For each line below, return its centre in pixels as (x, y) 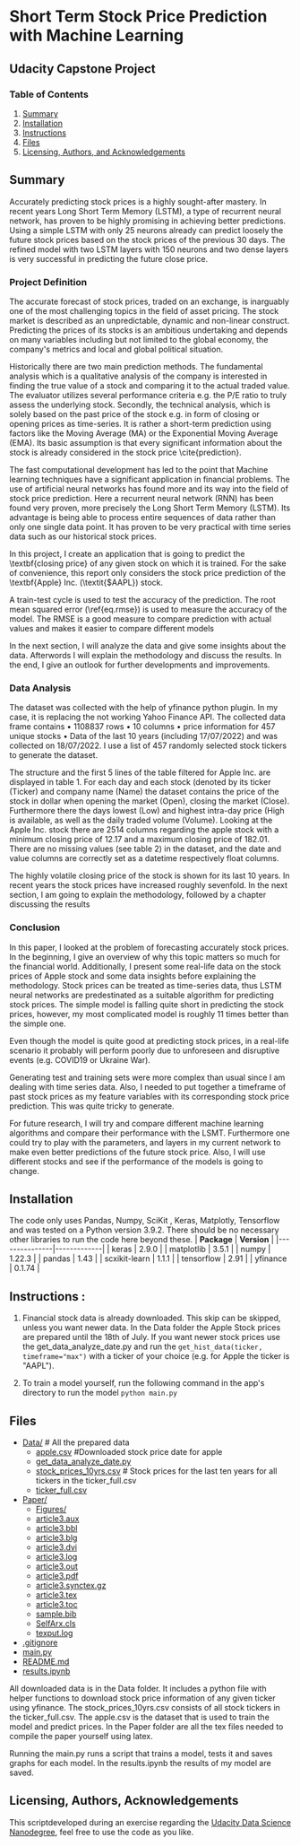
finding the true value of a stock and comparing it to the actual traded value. (150, 385)
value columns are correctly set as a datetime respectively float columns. (144, 858)
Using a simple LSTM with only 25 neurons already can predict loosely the (146, 230)
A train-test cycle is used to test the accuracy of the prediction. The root (142, 599)
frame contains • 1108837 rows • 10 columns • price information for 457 (142, 727)
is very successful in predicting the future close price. (109, 258)
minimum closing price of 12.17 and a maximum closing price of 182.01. (140, 840)
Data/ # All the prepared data (76, 1442)
